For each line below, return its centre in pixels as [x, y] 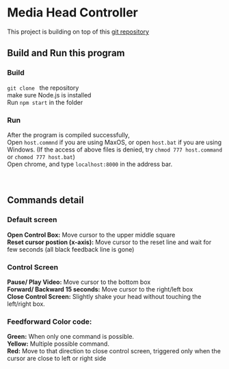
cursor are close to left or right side [57, 359]
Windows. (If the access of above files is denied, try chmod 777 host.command [115, 150]
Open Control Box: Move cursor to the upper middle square [91, 235]
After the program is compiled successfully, [68, 134]
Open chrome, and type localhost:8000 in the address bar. [90, 164]
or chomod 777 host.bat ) [41, 156]
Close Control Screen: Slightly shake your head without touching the [104, 296]
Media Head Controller [73, 13]
